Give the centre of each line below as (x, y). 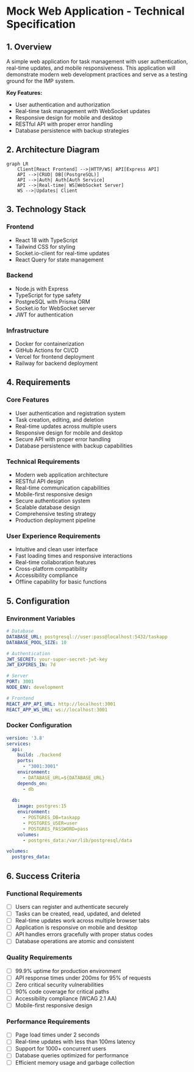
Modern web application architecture (62, 475)
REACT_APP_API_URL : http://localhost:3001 (61, 704)
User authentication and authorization (63, 105)
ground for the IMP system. (41, 81)
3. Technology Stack (46, 209)
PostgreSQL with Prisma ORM (52, 301)
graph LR (17, 164)
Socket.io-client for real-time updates (62, 253)
